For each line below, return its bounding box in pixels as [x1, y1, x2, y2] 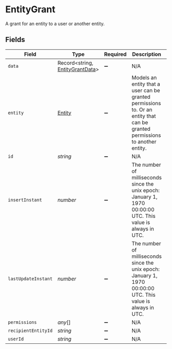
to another [131, 138, 157, 145]
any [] [57, 319, 71, 326]
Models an [131, 74, 157, 81]
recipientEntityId [8, 327, 53, 334]
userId [8, 336, 24, 342]
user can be [131, 87, 160, 94]
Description [132, 50, 161, 57]
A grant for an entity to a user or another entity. [5, 20, 105, 27]
